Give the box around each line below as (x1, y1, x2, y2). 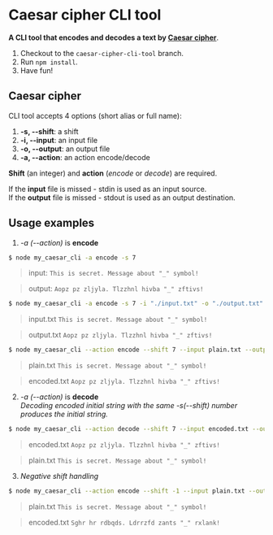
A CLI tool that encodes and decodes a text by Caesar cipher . (8, 33, 219, 42)
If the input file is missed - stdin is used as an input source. (8, 184, 207, 194)
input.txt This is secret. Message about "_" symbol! (28, 315, 208, 324)
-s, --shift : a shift (19, 126, 79, 136)
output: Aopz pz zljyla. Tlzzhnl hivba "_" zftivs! (28, 284, 204, 294)
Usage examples (8, 216, 95, 230)
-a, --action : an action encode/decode (19, 152, 150, 162)
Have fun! (19, 65, 54, 75)
